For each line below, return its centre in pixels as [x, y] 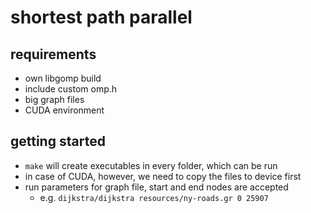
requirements [53, 54]
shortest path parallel [101, 17]
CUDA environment [64, 110]
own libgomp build [63, 78]
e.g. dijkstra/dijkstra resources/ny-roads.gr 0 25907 [154, 197]
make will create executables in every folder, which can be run [151, 165]
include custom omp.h [71, 89]
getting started [58, 141]
